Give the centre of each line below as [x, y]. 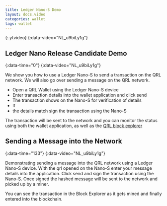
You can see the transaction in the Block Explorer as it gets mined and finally [83, 194]
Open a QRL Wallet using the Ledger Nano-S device [65, 90]
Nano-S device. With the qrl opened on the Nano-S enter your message [79, 168]
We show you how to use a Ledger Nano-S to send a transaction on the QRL [83, 75]
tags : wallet [19, 24]
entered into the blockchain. [34, 199]
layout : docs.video [25, 14]
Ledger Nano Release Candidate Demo [66, 53]
